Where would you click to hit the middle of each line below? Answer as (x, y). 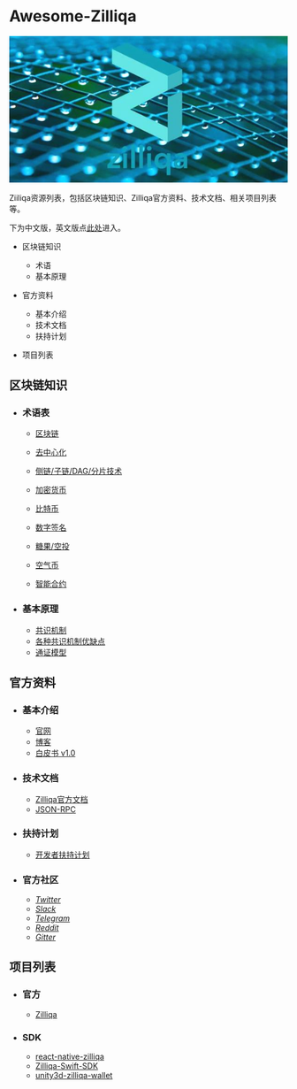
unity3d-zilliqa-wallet (74, 1076)
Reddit (47, 928)
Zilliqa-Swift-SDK (67, 1066)
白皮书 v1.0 (55, 753)
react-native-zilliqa (69, 1057)
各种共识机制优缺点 (70, 641)
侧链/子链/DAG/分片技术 (78, 472)
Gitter (45, 937)
